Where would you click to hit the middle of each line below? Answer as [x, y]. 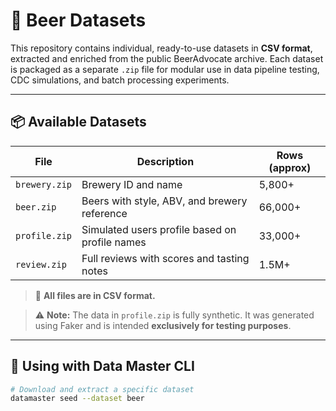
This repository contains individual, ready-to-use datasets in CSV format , [161, 48]
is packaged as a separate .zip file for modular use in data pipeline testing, [165, 69]
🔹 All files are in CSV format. [95, 295]
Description [165, 161]
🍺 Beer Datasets [78, 20]
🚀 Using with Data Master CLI [102, 366]
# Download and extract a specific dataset [102, 389]
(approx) [290, 167]
